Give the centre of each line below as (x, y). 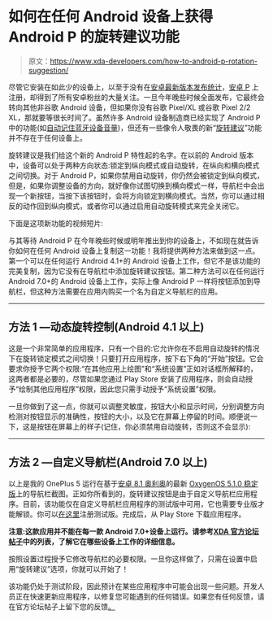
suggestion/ (48, 70)
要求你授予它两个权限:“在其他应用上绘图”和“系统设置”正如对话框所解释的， (133, 368)
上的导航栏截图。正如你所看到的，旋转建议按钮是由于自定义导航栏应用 (133, 494)
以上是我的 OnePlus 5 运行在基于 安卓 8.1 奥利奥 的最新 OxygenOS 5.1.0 (125, 483)
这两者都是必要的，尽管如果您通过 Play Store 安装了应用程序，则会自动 (127, 378)
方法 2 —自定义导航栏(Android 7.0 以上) (108, 462)
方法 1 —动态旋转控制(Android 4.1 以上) (106, 327)
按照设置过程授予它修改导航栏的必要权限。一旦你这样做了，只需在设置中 (129, 559)
